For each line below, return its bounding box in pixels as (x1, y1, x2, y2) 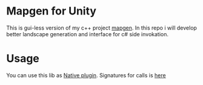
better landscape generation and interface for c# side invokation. (6, 30, 168, 37)
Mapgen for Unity (6, 4, 97, 18)
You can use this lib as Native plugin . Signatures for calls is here (6, 71, 166, 79)
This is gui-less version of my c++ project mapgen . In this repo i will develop (6, 24, 197, 31)
